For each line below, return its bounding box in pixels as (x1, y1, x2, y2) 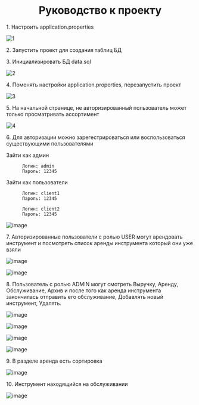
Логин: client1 (21, 190, 60, 196)
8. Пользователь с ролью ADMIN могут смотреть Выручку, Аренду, (6, 280, 179, 287)
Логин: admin (21, 163, 55, 169)
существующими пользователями (6, 140, 94, 147)
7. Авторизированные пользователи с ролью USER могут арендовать (6, 233, 183, 240)
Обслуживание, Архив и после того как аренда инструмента (6, 287, 161, 294)
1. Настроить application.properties (6, 23, 94, 30)
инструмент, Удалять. (6, 299, 61, 307)
